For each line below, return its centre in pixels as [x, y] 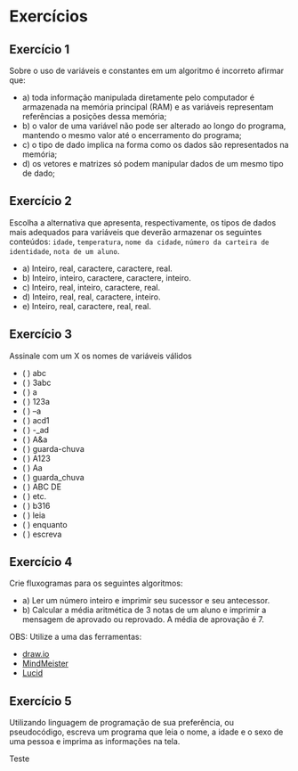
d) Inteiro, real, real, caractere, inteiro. [91, 297]
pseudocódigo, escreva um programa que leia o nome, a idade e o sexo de [146, 732]
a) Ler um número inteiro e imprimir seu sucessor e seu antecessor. [146, 601]
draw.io [36, 654]
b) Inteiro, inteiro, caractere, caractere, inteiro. [106, 277]
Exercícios [49, 16]
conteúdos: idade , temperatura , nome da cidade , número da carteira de [139, 242]
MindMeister [45, 664]
